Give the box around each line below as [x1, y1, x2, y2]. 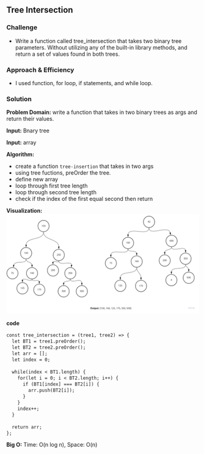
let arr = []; [12, 350, 48, 357]
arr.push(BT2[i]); [28, 387, 75, 394]
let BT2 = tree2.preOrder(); [12, 344, 86, 351]
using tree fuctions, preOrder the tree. [15, 169, 111, 176]
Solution [6, 94, 32, 103]
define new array [15, 176, 59, 183]
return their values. [6, 115, 54, 123]
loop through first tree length [15, 182, 88, 189]
